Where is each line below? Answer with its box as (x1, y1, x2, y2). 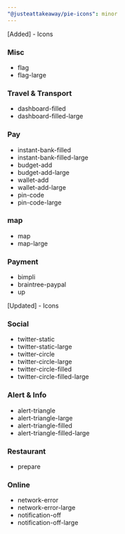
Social (7, 319, 29, 329)
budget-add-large (17, 168, 70, 176)
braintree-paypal (17, 280, 67, 289)
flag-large (17, 71, 47, 79)
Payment (7, 257, 39, 267)
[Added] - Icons (7, 30, 53, 38)
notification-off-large (17, 518, 79, 527)
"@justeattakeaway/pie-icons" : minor (7, 10, 118, 18)
